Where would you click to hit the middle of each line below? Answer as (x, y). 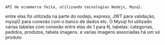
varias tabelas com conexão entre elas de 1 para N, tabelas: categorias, (79, 27)
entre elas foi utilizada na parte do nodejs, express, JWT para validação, (80, 16)
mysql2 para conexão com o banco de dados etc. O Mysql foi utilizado (79, 22)
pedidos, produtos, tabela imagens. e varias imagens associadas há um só (83, 32)
